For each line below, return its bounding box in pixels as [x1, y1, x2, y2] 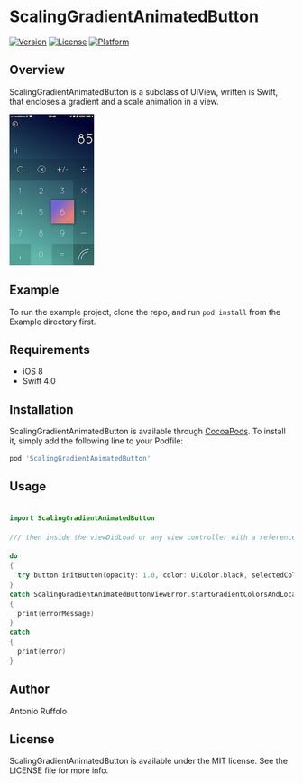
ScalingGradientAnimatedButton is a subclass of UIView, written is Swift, [9, 86, 279, 97]
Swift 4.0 [22, 376, 56, 387]
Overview [9, 62, 66, 78]
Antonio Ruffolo [9, 705, 68, 716]
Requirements [9, 341, 90, 358]
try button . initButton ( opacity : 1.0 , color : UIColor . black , [17, 571, 248, 580]
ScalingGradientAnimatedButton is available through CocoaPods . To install [9, 426, 286, 437]
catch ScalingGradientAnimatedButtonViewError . [9, 590, 192, 599]
